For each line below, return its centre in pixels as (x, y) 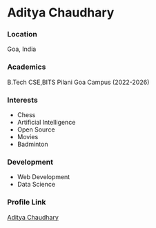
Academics (27, 67)
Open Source (36, 129)
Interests (22, 100)
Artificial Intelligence (46, 123)
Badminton (32, 144)
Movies (28, 137)
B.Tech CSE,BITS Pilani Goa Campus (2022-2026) (78, 82)
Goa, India (22, 49)
